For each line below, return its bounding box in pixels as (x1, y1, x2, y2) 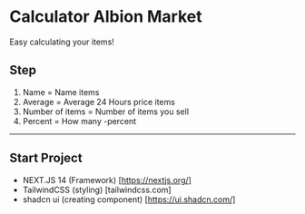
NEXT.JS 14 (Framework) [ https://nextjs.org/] (22, 174, 192, 185)
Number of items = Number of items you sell (22, 106, 189, 117)
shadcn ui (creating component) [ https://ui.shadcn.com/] (22, 193, 236, 205)
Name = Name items (22, 86, 100, 97)
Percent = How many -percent (22, 115, 137, 126)
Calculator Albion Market (9, 6, 202, 27)
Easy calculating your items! (9, 36, 115, 47)
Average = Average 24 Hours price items (22, 96, 175, 107)
